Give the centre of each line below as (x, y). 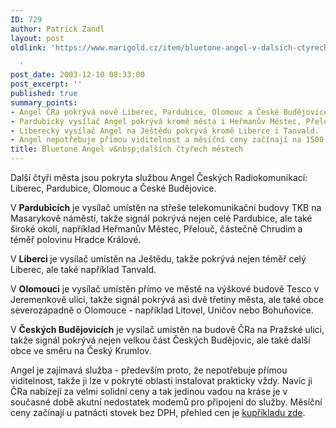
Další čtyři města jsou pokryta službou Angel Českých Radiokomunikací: (159, 177)
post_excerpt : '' (46, 84)
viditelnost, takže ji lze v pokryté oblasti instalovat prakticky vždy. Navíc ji (161, 380)
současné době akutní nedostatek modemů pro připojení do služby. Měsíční (166, 402)
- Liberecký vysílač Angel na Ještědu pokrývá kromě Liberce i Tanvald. (165, 131)
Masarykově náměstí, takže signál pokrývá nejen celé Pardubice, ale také (161, 218)
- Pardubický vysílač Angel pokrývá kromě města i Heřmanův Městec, (156, 121)
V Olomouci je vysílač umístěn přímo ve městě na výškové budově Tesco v (165, 289)
